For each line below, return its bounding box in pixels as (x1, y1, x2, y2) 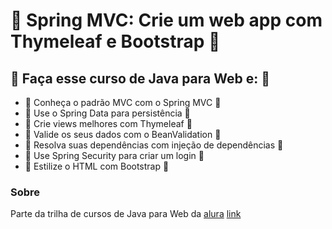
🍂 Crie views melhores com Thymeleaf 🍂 (24, 118, 193, 129)
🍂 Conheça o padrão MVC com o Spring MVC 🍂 (24, 97, 222, 108)
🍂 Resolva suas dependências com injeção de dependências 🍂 (24, 139, 284, 151)
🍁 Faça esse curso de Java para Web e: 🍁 (10, 70, 270, 87)
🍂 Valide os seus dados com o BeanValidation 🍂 (24, 129, 222, 140)
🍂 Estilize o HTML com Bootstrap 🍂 (24, 160, 170, 172)
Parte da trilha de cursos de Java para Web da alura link (10, 208, 242, 220)
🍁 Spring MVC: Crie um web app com (10, 9, 323, 32)
